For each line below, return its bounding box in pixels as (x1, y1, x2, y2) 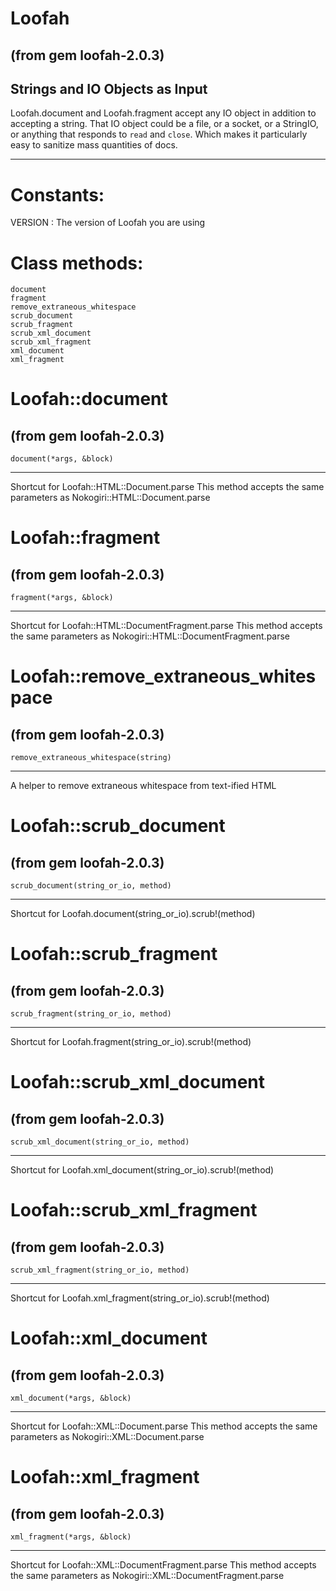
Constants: (10, 183, 105, 206)
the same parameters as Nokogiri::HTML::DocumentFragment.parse (10, 630, 291, 642)
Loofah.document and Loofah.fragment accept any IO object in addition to (10, 107, 317, 119)
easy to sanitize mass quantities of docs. (10, 139, 178, 151)
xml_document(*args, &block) (10, 1393, 132, 1404)
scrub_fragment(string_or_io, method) (10, 1009, 172, 1019)
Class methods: (10, 252, 144, 274)
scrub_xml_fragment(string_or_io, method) (10, 1265, 190, 1276)
